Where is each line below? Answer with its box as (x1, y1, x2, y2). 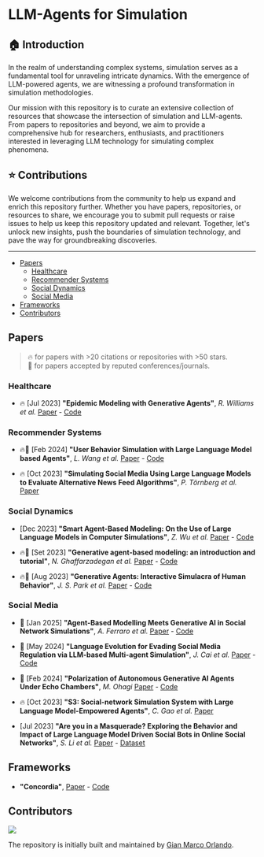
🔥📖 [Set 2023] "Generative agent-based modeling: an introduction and (19, 547, 255, 557)
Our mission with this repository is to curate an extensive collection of (8, 103, 234, 112)
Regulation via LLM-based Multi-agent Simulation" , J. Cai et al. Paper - (19, 650, 256, 659)
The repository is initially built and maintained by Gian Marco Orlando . (8, 840, 234, 850)
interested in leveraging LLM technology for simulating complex (8, 136, 214, 146)
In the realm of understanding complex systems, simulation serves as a (8, 63, 238, 72)
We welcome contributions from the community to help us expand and (8, 193, 236, 202)
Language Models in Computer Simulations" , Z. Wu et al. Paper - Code (19, 532, 254, 541)
